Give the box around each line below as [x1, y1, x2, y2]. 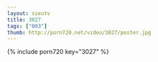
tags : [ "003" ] [7, 22, 48, 29]
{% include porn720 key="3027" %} [7, 48, 109, 56]
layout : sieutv [7, 10, 51, 17]
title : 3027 [7, 16, 41, 23]
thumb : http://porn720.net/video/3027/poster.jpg [7, 29, 152, 36]
